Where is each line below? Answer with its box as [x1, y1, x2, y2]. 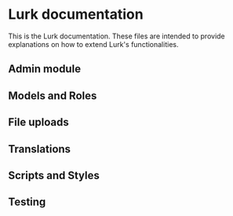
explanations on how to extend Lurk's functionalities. [8, 39, 179, 49]
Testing [8, 196, 46, 209]
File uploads [8, 116, 69, 129]
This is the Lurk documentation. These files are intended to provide [8, 31, 225, 41]
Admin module [8, 63, 81, 76]
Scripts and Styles [8, 168, 100, 182]
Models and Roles [8, 88, 97, 103]
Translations [8, 142, 71, 156]
